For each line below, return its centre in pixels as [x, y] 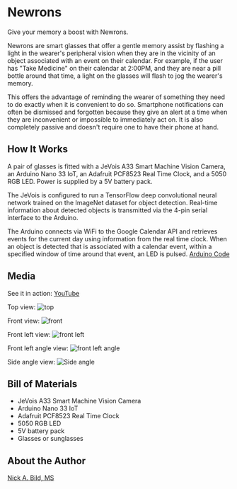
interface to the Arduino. [43, 217]
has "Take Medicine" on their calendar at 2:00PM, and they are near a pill [114, 68]
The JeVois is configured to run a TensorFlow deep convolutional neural [112, 195]
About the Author [47, 461]
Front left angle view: [38, 348]
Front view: [24, 321]
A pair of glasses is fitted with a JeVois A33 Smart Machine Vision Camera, [116, 166]
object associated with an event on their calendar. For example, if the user [115, 60]
